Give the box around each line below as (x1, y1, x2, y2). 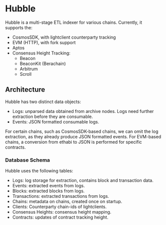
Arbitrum (19, 65, 38, 72)
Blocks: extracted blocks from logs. (12, 188, 85, 194)
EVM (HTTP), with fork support (12, 39, 76, 45)
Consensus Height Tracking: (12, 50, 71, 56)
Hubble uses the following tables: (5, 168, 73, 174)
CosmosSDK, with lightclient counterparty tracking (12, 34, 116, 40)
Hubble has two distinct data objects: (5, 99, 81, 105)
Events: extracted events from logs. (12, 183, 85, 189)
